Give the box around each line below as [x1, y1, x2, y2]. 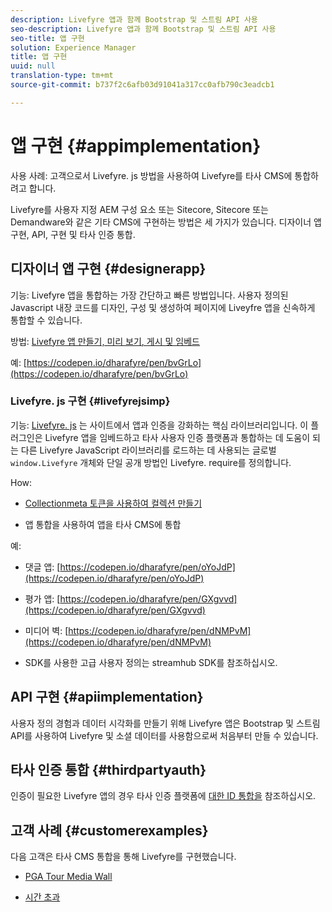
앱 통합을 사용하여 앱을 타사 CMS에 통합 [24, 518, 182, 530]
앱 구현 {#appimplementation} [10, 134, 262, 157]
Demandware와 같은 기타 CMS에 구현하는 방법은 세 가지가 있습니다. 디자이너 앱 [10, 216, 322, 228]
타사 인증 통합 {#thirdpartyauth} [10, 762, 207, 778]
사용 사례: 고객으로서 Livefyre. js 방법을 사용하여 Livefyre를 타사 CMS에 [10, 169, 293, 181]
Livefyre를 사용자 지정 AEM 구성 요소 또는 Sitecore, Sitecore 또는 [10, 203, 269, 215]
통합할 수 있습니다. [10, 314, 83, 326]
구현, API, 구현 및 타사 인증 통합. [10, 228, 136, 240]
